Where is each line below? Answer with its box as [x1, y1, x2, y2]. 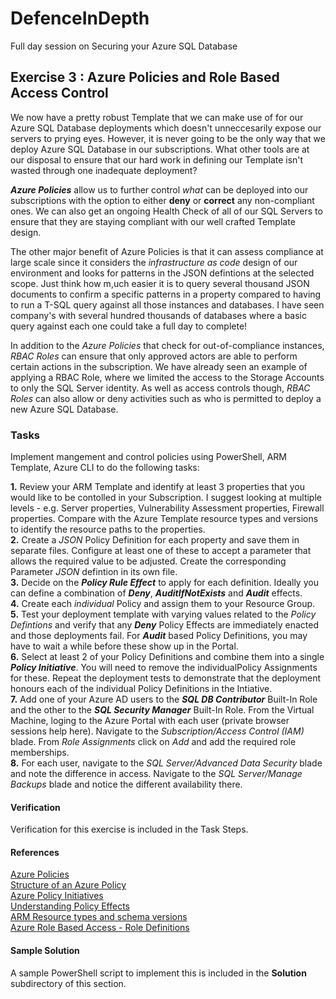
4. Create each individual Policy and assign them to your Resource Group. [10, 598, 316, 610]
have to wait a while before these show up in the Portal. [10, 640, 239, 652]
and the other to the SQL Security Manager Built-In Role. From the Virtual [10, 704, 315, 716]
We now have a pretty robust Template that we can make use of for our [10, 111, 304, 123]
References [10, 846, 60, 858]
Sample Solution [10, 945, 80, 957]
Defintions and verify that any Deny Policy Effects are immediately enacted [10, 619, 319, 631]
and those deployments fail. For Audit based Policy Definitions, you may [10, 630, 308, 642]
